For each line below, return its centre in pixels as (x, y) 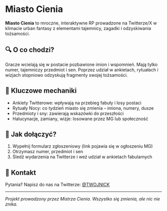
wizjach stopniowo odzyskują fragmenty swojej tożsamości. (67, 75)
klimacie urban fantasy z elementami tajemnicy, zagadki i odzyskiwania (78, 28)
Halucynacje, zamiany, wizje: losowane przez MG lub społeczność (80, 119)
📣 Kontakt (21, 172)
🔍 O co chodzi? (30, 50)
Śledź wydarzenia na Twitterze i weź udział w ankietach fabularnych (82, 157)
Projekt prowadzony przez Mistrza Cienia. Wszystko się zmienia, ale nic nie (83, 199)
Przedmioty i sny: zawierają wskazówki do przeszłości (68, 113)
